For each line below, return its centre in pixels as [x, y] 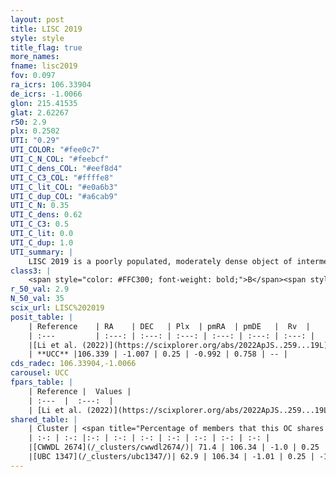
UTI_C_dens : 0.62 [46, 215]
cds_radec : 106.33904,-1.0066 [73, 364]
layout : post [37, 19]
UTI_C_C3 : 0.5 [40, 224]
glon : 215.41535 [44, 103]
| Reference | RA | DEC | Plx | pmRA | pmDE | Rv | [169, 326]
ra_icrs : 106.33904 [51, 85]
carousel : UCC [40, 373]
